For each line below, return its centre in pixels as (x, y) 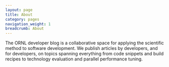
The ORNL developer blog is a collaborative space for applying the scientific (85, 43)
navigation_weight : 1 (28, 24)
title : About (19, 15)
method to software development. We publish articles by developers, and (81, 48)
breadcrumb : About (25, 29)
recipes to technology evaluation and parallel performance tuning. (74, 59)
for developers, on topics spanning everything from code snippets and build (85, 54)
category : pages (22, 19)
